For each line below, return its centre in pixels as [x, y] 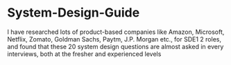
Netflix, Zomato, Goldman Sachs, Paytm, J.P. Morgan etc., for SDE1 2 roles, [114, 39]
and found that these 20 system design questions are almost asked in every [115, 46]
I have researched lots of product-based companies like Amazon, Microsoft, [116, 32]
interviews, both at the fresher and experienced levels [84, 54]
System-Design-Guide [74, 13]
